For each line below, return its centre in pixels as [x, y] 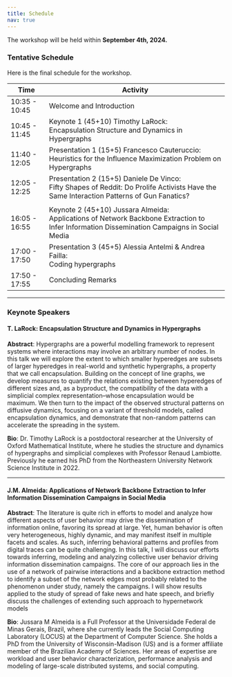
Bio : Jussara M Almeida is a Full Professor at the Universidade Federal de [112, 622]
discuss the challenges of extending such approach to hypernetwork [105, 601]
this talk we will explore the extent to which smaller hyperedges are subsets [115, 359]
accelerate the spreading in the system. [64, 425]
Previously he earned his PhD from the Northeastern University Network [110, 460]
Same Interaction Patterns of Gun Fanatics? [119, 196]
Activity [135, 89]
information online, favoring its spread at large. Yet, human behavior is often [115, 527]
